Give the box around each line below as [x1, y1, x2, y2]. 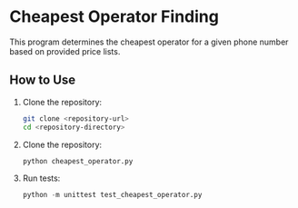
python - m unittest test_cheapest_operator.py [22, 191, 203, 200]
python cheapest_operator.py [22, 156, 134, 165]
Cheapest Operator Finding [9, 6, 220, 27]
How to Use [9, 73, 76, 88]
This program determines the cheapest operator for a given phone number [9, 36, 289, 47]
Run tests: [22, 173, 61, 183]
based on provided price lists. [9, 45, 121, 56]
